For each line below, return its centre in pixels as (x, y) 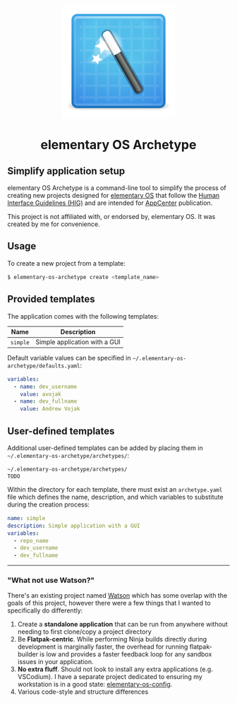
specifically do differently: (45, 610)
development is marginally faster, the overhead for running (103, 647)
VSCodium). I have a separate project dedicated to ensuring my (110, 677)
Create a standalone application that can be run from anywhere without (122, 625)
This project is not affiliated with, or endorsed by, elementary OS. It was (111, 217)
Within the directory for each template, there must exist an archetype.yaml (115, 489)
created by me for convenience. (54, 224)
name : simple (26, 518)
